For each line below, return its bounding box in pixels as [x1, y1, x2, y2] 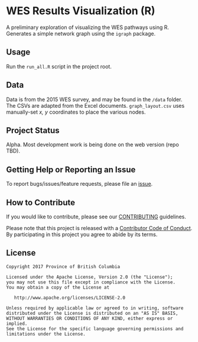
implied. [6, 321, 28, 327]
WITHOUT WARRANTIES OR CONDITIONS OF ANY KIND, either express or [6, 315, 173, 321]
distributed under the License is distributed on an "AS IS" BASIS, [6, 310, 178, 316]
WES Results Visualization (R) [6, 4, 155, 18]
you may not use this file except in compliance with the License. [6, 279, 176, 285]
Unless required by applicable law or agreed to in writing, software [6, 305, 184, 311]
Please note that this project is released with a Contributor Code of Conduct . [6, 225, 193, 231]
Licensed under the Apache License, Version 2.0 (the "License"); [6, 274, 173, 280]
